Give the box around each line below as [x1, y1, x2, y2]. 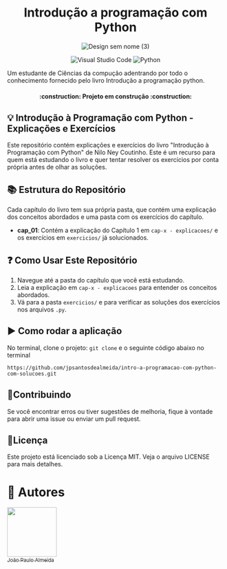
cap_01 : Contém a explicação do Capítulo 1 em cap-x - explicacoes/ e [17, 226, 219, 235]
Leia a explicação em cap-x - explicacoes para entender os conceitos [17, 283, 217, 291]
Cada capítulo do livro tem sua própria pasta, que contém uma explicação [7, 205, 217, 214]
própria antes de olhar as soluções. [7, 163, 107, 172]
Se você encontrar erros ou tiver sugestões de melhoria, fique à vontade [7, 407, 213, 415]
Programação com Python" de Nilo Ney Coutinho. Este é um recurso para [7, 148, 215, 156]
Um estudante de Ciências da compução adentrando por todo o [7, 69, 188, 77]
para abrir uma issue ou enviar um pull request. [7, 415, 141, 423]
